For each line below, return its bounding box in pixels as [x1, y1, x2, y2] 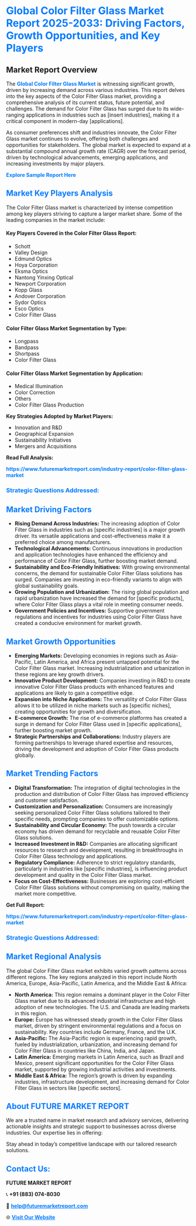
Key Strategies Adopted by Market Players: [6, 413, 114, 420]
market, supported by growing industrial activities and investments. [14, 1066, 177, 1073]
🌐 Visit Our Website [6, 1214, 56, 1221]
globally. [14, 752, 35, 759]
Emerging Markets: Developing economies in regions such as [14, 652, 164, 659]
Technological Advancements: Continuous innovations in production [14, 545, 183, 552]
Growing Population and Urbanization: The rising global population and [14, 589, 189, 596]
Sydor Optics [14, 299, 47, 306]
